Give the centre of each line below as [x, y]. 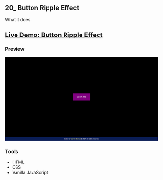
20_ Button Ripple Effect [42, 8]
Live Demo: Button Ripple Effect [54, 35]
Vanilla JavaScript [30, 173]
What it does [18, 19]
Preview [15, 49]
